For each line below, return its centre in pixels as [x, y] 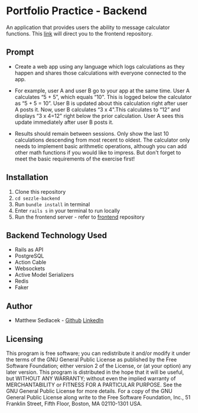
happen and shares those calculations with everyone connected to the [100, 73]
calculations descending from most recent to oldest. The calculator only [102, 140]
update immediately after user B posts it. [64, 122]
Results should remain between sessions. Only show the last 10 [92, 133]
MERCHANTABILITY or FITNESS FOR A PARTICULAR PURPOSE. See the [94, 385]
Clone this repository [40, 191]
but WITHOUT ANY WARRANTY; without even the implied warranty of [91, 378]
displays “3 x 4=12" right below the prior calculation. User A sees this [99, 116]
